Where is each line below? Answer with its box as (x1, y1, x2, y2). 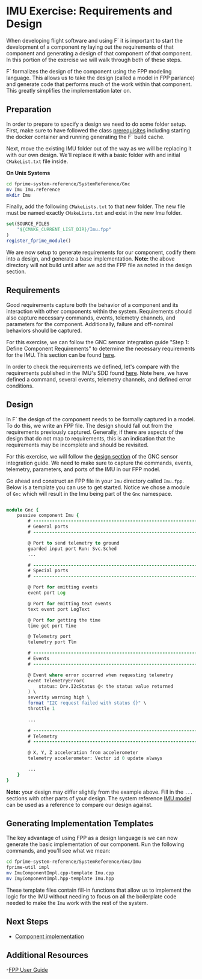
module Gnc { (6, 507, 39, 513)
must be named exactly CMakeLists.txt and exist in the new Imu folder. (6, 209, 182, 217)
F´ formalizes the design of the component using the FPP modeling (6, 67, 172, 75)
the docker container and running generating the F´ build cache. (6, 133, 165, 140)
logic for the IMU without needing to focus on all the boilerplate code (6, 892, 177, 900)
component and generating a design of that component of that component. (6, 49, 192, 57)
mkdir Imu (6, 192, 31, 198)
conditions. (6, 382, 34, 389)
